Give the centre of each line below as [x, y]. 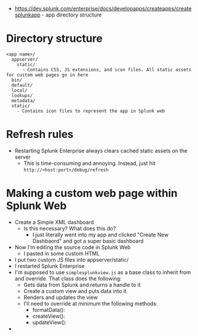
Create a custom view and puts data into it [75, 291]
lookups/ [22, 95]
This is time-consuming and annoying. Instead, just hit [89, 163]
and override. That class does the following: [68, 278]
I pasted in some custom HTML [61, 253]
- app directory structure [72, 15]
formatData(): [49, 309]
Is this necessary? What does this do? [70, 228]
